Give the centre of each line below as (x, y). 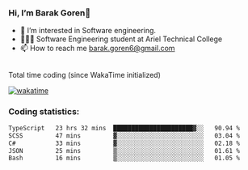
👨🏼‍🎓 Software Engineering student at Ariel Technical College (121, 39)
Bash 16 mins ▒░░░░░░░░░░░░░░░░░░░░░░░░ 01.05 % (124, 158)
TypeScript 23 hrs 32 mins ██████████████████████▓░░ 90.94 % (124, 128)
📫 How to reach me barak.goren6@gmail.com (97, 49)
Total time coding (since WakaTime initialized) (85, 74)
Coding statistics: (44, 111)
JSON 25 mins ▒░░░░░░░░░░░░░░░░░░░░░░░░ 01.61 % (124, 151)
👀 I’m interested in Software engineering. (88, 31)
